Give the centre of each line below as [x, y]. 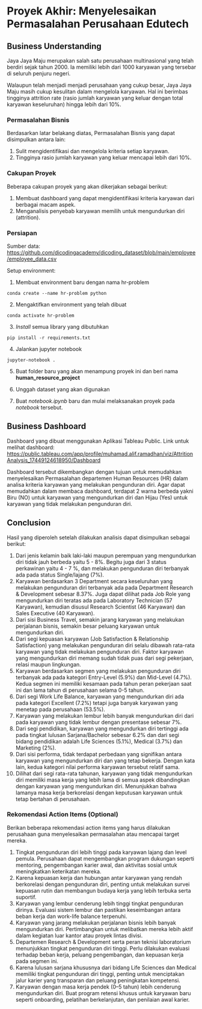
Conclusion [29, 523]
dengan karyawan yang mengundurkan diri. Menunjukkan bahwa [96, 786]
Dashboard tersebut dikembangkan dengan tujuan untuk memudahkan [94, 472]
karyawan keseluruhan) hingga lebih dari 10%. [64, 104]
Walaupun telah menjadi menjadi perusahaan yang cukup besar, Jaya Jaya [99, 85]
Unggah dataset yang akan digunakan [63, 389]
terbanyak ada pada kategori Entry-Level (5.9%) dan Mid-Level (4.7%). [103, 677]
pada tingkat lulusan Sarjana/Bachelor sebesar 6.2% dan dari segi [97, 735]
